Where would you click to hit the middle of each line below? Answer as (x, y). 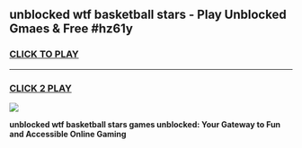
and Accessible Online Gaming (68, 134)
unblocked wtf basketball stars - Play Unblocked (148, 15)
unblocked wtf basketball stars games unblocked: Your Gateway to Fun (145, 124)
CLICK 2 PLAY (40, 88)
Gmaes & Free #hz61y (71, 29)
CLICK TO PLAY (44, 55)
